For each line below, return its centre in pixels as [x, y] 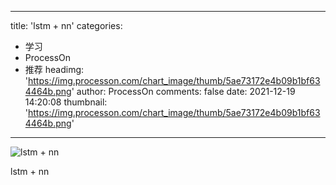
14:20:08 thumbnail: [66, 102]
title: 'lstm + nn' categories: [66, 25]
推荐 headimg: [54, 69]
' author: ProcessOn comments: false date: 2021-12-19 [183, 91]
